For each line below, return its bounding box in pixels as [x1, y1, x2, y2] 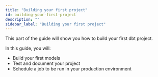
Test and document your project [12, 60, 81, 66]
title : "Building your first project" [5, 7, 88, 13]
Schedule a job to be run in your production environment [12, 66, 131, 72]
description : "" [5, 17, 40, 22]
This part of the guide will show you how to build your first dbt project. [5, 35, 153, 42]
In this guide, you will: [5, 45, 51, 51]
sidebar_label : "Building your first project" [5, 21, 106, 27]
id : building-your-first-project [5, 12, 76, 17]
